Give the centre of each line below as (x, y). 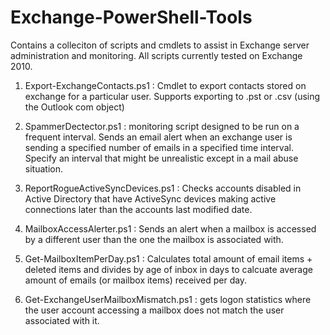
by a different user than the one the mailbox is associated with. (154, 239)
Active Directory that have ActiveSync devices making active (150, 198)
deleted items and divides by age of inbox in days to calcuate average (168, 269)
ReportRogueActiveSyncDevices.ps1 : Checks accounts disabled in (163, 188)
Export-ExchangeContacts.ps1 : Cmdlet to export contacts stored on (165, 85)
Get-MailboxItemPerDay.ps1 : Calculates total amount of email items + (168, 258)
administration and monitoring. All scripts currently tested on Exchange (156, 55)
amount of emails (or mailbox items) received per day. (136, 280)
